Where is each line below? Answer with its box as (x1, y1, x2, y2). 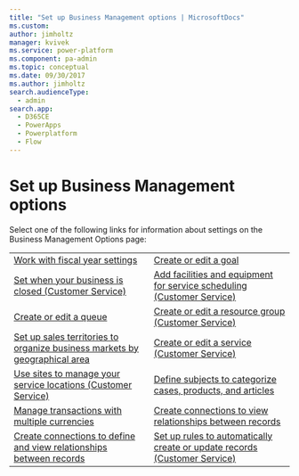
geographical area (13, 353, 91, 365)
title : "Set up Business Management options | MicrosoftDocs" (9, 12, 245, 22)
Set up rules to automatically (153, 430, 273, 442)
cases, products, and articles (153, 384, 275, 397)
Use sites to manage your (13, 367, 121, 380)
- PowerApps (17, 121, 62, 130)
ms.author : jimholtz (9, 79, 86, 88)
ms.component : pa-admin (9, 54, 98, 63)
